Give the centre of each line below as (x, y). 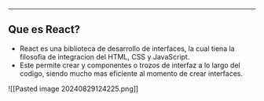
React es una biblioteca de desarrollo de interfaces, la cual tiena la (127, 49)
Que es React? (44, 29)
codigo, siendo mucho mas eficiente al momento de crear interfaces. (131, 73)
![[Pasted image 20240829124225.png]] (73, 88)
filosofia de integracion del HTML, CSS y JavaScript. (104, 56)
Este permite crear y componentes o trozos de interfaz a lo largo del (130, 65)
